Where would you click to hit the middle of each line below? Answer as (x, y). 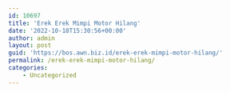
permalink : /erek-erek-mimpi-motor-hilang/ (82, 61)
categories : (28, 68)
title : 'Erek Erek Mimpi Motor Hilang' (75, 23)
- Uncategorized (50, 75)
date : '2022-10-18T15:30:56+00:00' (67, 30)
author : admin (32, 38)
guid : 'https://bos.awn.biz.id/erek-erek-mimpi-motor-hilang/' (116, 53)
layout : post (30, 46)
